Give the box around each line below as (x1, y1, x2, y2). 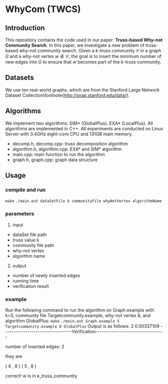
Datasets (5, 73, 34, 82)
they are (5, 353, 23, 359)
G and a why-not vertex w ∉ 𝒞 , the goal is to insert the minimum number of (5, 53, 162, 59)
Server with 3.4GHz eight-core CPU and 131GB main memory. (5, 131, 133, 137)
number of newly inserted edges (12, 272, 80, 278)
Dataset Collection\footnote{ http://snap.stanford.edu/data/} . (5, 92, 130, 98)
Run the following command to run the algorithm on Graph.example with (5, 307, 154, 313)
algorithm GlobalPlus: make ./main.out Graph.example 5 (5, 318, 120, 324)
